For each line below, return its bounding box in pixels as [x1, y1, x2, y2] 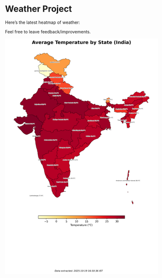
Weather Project [5, 3, 72, 15]
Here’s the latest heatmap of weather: [5, 19, 80, 25]
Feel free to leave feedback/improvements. [5, 29, 91, 34]
